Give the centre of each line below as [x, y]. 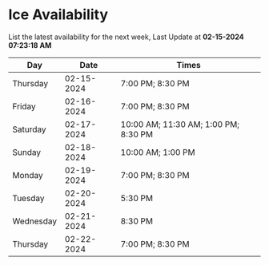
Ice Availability [58, 15]
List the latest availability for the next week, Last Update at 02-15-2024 [126, 37]
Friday [24, 106]
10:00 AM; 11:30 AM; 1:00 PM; [180, 124]
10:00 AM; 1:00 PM [158, 152]
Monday [28, 175]
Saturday [29, 129]
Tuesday [28, 198]
